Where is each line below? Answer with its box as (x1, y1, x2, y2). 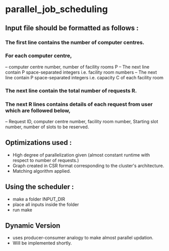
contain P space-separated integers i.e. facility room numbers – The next (5, 69, 157, 75)
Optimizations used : (5, 138, 72, 147)
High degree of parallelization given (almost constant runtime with (12, 152, 150, 158)
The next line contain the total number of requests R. (5, 87, 137, 94)
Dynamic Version (5, 221, 61, 230)
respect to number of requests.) (12, 157, 79, 163)
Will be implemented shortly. (12, 240, 72, 246)
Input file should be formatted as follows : (5, 24, 139, 32)
